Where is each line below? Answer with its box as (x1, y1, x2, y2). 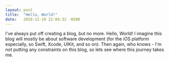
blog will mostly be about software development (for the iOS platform (5, 36, 149, 42)
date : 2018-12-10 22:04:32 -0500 (5, 17, 80, 22)
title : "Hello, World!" (5, 12, 58, 17)
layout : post (5, 7, 33, 13)
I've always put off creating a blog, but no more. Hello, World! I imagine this (5, 31, 162, 37)
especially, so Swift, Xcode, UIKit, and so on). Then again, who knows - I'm (5, 41, 162, 47)
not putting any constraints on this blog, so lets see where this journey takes (5, 46, 164, 53)
